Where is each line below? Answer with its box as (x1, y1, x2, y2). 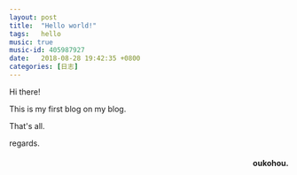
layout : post (9, 12, 58, 22)
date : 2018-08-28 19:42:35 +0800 (9, 54, 141, 63)
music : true (9, 37, 53, 47)
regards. (9, 138, 40, 148)
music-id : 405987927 (9, 46, 86, 55)
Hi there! (9, 86, 41, 97)
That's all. (9, 120, 45, 131)
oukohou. (252, 158, 289, 169)
